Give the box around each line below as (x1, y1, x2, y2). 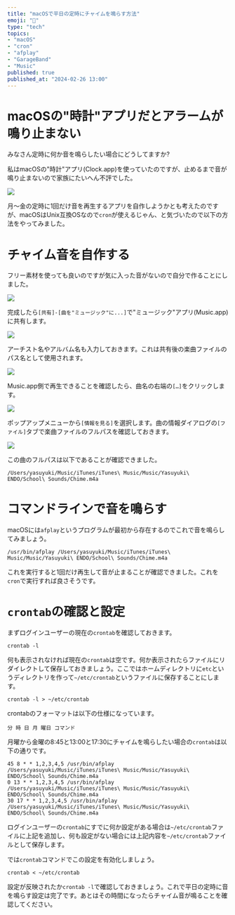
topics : (7, 29, 30, 37)
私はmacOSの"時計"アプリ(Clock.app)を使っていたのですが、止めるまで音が (7, 165, 227, 173)
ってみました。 (25, 219, 69, 228)
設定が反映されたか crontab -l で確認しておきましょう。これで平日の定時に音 (7, 883, 229, 891)
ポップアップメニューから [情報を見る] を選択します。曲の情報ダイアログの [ (7, 419, 221, 427)
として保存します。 (13, 841, 69, 849)
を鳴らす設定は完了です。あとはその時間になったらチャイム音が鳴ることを (7, 891, 222, 900)
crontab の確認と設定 (7, 604, 126, 620)
